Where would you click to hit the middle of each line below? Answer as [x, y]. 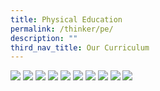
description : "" [44, 38]
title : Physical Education [66, 19]
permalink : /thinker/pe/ [62, 29]
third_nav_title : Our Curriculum [80, 47]
